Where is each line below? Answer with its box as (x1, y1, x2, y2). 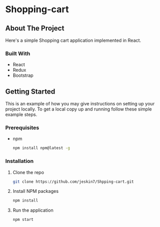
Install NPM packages (12, 188, 59, 194)
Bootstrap (12, 72, 34, 78)
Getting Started (5, 87, 56, 96)
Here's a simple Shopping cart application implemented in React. (5, 37, 142, 43)
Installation (5, 158, 34, 165)
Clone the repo (12, 169, 44, 175)
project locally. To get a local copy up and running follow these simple (5, 106, 152, 112)
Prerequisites (5, 124, 39, 131)
